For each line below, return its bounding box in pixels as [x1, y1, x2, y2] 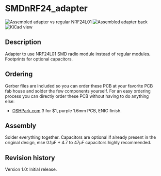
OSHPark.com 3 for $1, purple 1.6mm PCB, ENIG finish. [12, 107, 122, 114]
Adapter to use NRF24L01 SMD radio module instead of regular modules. [5, 51, 151, 57]
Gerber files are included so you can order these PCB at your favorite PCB [5, 83, 153, 88]
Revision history [5, 153, 55, 162]
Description [5, 38, 41, 46]
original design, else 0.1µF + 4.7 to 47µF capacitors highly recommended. [5, 140, 152, 146]
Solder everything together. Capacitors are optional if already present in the [5, 134, 156, 140]
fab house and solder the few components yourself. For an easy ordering [5, 88, 151, 94]
